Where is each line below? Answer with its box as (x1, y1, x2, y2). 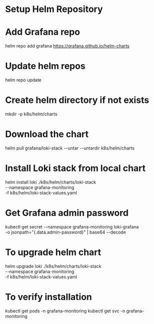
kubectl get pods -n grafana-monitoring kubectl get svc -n (5, 307, 126, 313)
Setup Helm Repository (5, 3, 103, 15)
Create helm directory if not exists (5, 94, 150, 106)
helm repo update (5, 77, 42, 83)
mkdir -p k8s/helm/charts (5, 111, 58, 117)
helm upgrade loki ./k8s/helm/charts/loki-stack (5, 263, 102, 269)
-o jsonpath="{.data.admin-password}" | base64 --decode (5, 229, 126, 235)
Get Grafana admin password (5, 207, 129, 218)
